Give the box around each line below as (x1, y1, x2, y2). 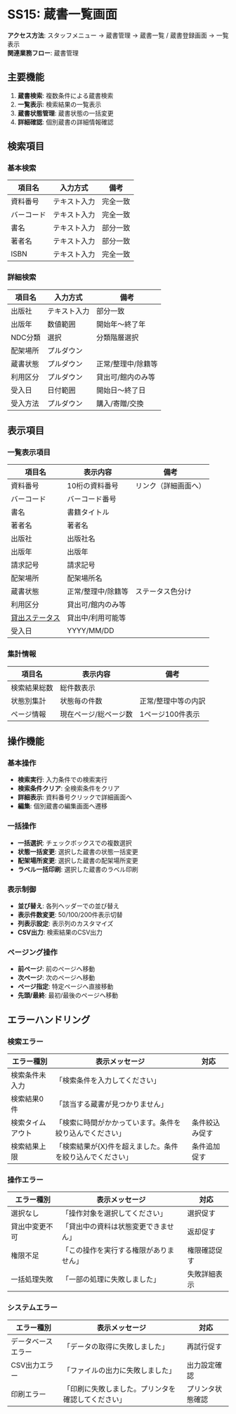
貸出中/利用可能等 (67, 613, 126, 623)
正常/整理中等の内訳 (139, 696, 206, 706)
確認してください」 (63, 1394, 126, 1404)
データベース (11, 1336, 53, 1346)
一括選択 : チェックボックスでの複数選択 (17, 839, 132, 847)
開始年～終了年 (96, 319, 146, 329)
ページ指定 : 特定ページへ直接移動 (17, 982, 114, 991)
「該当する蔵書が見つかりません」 (55, 1099, 168, 1109)
